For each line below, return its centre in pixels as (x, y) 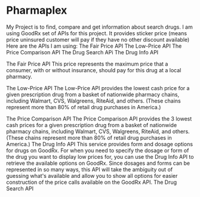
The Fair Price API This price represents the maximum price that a (87, 64)
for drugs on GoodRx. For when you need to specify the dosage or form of (98, 150)
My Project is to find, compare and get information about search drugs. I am (99, 27)
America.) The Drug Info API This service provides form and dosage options (99, 144)
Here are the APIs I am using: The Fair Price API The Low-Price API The (94, 46)
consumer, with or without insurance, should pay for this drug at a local (94, 70)
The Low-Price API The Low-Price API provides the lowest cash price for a (98, 88)
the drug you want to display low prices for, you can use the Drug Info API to (100, 156)
